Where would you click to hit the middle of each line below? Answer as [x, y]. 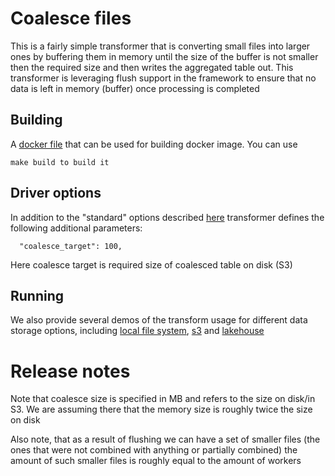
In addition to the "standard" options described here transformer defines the [167, 217]
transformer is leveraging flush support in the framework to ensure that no [163, 78]
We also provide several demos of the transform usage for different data [159, 320]
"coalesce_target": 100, [71, 246]
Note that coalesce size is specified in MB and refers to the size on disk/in [163, 399]
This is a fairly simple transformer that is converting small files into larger [160, 46]
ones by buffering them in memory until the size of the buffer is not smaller [164, 56]
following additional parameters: [76, 228]
